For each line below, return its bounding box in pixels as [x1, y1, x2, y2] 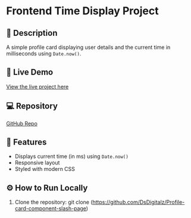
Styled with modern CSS [14, 166, 76, 173]
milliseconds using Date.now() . [6, 50, 82, 57]
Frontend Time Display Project [6, 4, 159, 18]
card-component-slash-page [14, 205, 86, 212]
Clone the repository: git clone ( [14, 198, 93, 206]
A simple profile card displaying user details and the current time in [6, 43, 171, 51]
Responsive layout [14, 159, 60, 166]
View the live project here [6, 83, 69, 90]
